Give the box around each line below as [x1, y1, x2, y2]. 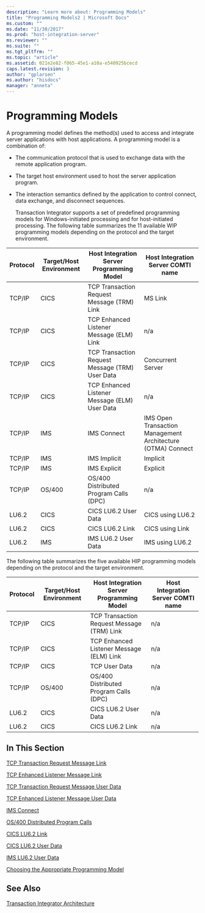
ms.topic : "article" [6, 54, 59, 60]
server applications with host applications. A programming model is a [6, 135, 181, 143]
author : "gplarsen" [6, 71, 56, 78]
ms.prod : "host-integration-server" [6, 32, 99, 38]
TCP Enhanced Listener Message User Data [6, 795, 117, 802]
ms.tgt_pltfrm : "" [6, 49, 53, 55]
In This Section [6, 743, 65, 754]
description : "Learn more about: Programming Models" [6, 9, 146, 15]
